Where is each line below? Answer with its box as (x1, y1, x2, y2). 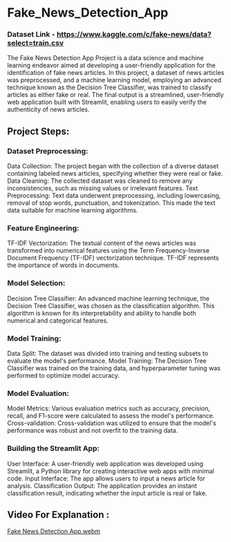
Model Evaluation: (7, 388, 69, 398)
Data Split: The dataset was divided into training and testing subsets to (7, 350, 209, 358)
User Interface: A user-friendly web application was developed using (7, 459, 204, 468)
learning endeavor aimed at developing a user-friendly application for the (7, 61, 216, 70)
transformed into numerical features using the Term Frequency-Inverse (7, 246, 210, 255)
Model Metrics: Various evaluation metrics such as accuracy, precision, (7, 404, 210, 413)
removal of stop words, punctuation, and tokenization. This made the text (7, 199, 216, 207)
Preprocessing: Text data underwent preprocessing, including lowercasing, (7, 192, 221, 200)
